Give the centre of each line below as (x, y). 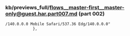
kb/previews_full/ (28, 7)
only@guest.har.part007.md (41, 13)
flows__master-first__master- (87, 7)
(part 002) (92, 13)
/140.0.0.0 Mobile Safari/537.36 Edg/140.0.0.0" (58, 24)
